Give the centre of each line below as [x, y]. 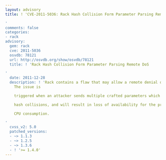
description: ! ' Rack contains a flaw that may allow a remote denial [84, 82]
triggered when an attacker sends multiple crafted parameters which [87, 96]
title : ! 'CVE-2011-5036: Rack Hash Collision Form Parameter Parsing [79, 14]
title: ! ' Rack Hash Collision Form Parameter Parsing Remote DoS [79, 64]
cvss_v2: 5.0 [23, 127]
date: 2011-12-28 [27, 78]
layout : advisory [23, 10]
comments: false [22, 28]
